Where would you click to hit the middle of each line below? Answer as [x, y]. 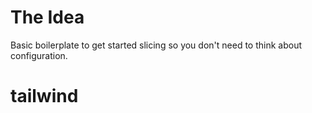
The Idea [47, 17]
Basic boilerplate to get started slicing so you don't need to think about [156, 45]
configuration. [39, 55]
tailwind [44, 96]
